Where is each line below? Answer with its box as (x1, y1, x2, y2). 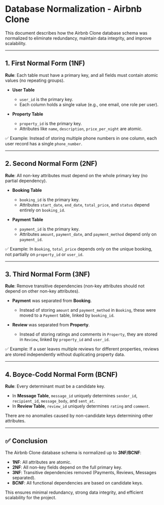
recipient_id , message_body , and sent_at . (12, 398, 95, 404)
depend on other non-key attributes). (5, 288, 80, 294)
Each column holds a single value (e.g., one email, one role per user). (19, 101, 159, 107)
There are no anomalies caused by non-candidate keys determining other (5, 413, 153, 419)
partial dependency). (5, 178, 47, 184)
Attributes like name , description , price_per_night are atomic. (19, 126, 143, 132)
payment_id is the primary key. (19, 226, 80, 232)
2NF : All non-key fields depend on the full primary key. (12, 464, 123, 470)
